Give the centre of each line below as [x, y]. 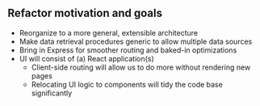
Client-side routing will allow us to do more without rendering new [141, 67]
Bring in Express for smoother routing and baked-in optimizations [128, 50]
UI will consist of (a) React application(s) [86, 58]
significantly [52, 93]
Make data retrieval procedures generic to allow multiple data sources [136, 41]
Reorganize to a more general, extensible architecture [109, 32]
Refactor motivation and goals [85, 13]
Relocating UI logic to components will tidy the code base [127, 84]
